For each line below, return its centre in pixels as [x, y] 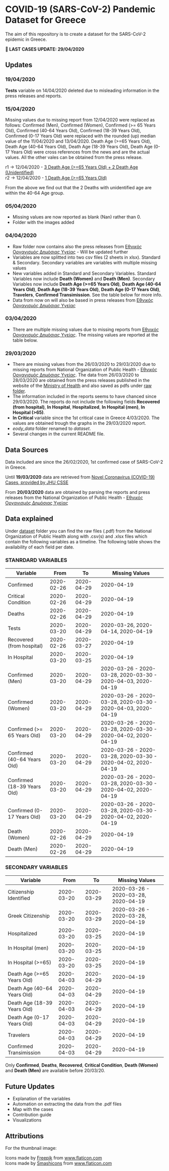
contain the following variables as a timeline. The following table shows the [83, 541]
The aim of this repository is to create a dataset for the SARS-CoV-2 [75, 34]
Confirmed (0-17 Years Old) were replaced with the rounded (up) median [80, 136]
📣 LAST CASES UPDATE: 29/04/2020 [45, 49]
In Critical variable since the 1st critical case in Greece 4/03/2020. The [86, 418]
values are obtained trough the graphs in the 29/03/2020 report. [79, 423]
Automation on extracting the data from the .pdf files [67, 1104]
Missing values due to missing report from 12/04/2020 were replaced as [80, 120]
